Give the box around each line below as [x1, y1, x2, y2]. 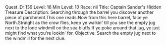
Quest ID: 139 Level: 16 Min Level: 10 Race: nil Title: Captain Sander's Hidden [5, 4, 162, 10]
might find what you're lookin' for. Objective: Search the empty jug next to [5, 30, 156, 36]
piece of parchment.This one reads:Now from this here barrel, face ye [5, 15, 148, 20]
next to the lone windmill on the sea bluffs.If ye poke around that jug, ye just [5, 25, 160, 31]
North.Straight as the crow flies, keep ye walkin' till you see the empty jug [5, 20, 156, 25]
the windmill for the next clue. [5, 35, 66, 41]
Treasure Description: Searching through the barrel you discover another [5, 9, 154, 15]
